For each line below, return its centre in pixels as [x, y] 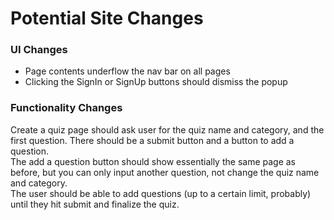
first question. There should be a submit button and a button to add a [152, 140]
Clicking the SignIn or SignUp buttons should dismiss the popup [156, 82]
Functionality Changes [66, 108]
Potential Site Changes [107, 18]
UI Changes [39, 50]
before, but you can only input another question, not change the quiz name [165, 172]
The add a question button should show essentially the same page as [153, 161]
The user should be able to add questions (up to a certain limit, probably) [161, 193]
